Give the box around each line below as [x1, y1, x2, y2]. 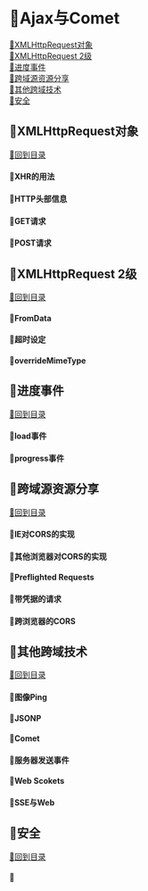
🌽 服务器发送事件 [9, 754, 70, 765]
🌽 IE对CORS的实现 [9, 529, 76, 540]
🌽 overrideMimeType [9, 354, 86, 366]
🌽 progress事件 [9, 453, 65, 463]
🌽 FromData [9, 312, 52, 323]
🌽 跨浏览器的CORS [9, 615, 76, 626]
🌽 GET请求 [9, 215, 46, 226]
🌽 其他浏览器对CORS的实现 [9, 551, 107, 562]
